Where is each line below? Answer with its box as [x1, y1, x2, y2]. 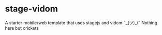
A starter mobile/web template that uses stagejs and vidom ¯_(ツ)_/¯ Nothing [5, 20, 158, 25]
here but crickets [5, 25, 39, 31]
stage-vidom [5, 3, 58, 14]
